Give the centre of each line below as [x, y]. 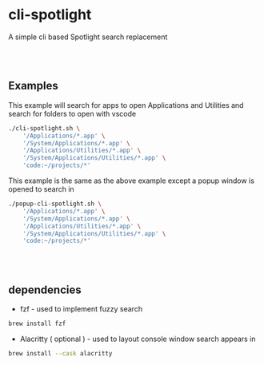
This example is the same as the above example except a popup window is [131, 181]
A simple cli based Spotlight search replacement [88, 37]
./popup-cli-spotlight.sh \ [55, 204]
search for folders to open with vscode [72, 113]
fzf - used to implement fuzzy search [81, 309]
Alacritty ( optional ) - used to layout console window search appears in [138, 339]
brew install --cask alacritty [60, 353]
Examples [33, 86]
